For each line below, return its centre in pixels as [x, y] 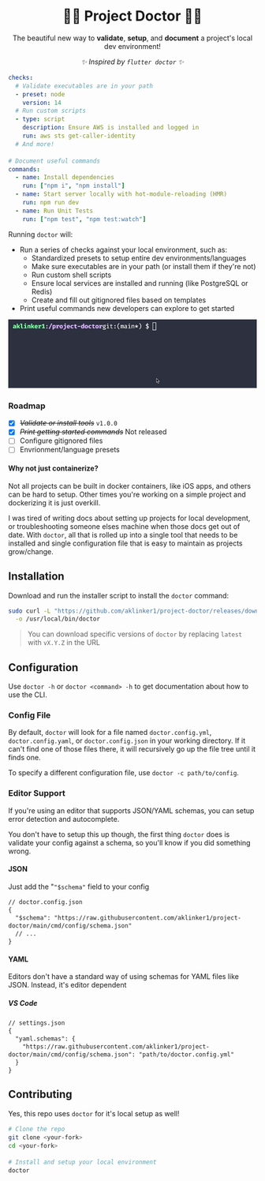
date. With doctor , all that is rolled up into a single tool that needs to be [123, 534]
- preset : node [40, 94]
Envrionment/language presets [70, 450]
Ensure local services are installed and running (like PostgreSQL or [140, 283]
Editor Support [37, 793]
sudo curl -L [30, 611]
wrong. [20, 851]
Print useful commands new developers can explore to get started [127, 308]
